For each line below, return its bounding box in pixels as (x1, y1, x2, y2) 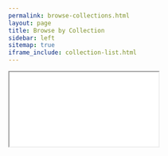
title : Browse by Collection (8, 26, 105, 34)
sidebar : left (8, 33, 56, 42)
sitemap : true (8, 41, 56, 49)
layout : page (8, 19, 52, 27)
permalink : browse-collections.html (8, 11, 130, 20)
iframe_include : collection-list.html (8, 49, 137, 57)
